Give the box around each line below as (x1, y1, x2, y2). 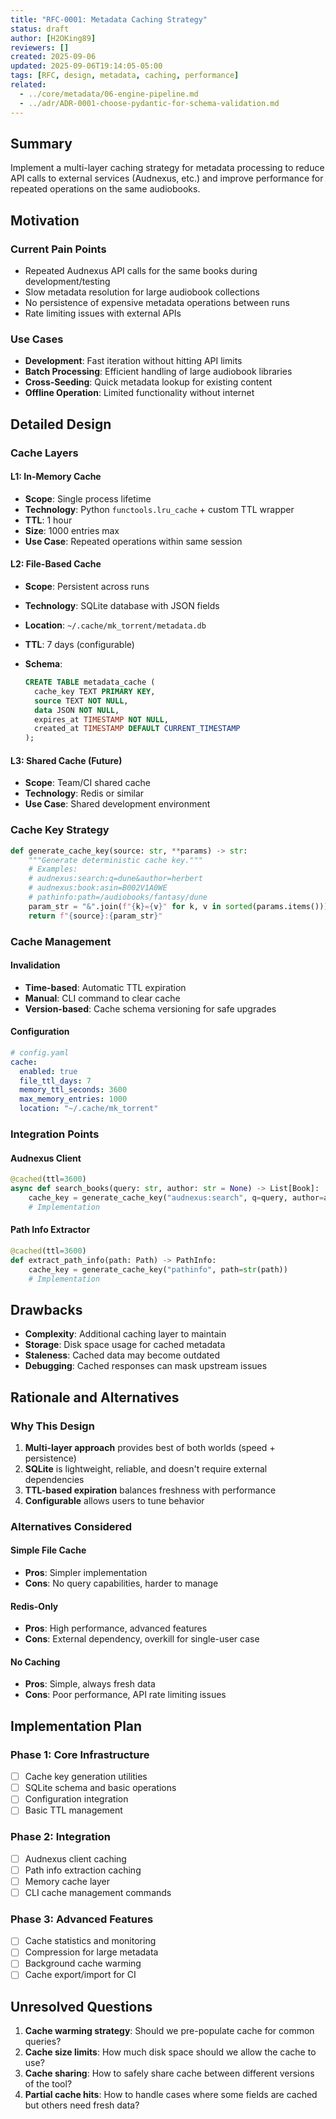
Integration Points (10, 1127, 100, 1141)
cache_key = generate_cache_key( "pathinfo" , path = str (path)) (28, 1264, 288, 1275)
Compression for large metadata (24, 1946, 159, 1958)
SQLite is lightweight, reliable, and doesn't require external (24, 1462, 268, 1475)
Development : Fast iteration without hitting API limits (24, 355, 243, 367)
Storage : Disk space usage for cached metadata (24, 1339, 226, 1351)
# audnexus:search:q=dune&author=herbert (28, 874, 203, 884)
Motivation (10, 212, 80, 229)
